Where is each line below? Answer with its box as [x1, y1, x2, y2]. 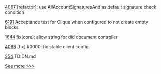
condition [5, 9, 25, 15]
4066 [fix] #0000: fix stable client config [5, 44, 89, 49]
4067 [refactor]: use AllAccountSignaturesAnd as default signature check [5, 4, 156, 10]
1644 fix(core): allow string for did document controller [5, 34, 118, 40]
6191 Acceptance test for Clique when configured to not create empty [5, 19, 149, 25]
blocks [5, 24, 19, 30]
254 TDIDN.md [5, 53, 36, 59]
